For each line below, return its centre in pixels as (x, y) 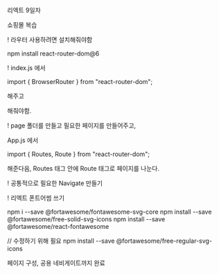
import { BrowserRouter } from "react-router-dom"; (80, 82)
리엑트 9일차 (24, 10)
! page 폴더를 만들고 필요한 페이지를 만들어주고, (72, 126)
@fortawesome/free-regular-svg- (164, 241)
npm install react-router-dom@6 (53, 53)
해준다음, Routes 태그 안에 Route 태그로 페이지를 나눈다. (84, 168)
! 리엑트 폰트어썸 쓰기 (36, 198)
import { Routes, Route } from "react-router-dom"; (79, 154)
